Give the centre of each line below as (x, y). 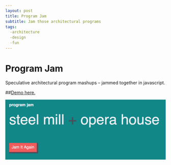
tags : (11, 27)
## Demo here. (20, 92)
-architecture (25, 32)
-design (18, 38)
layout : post (19, 11)
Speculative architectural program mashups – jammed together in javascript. (85, 82)
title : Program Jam (26, 16)
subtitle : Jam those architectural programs (53, 21)
